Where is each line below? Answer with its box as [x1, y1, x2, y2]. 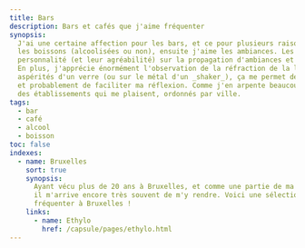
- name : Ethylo [33, 215, 92, 225]
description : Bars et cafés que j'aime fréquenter [9, 22, 205, 31]
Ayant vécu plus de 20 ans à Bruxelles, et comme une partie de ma [33, 183, 295, 192]
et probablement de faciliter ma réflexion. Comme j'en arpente [17, 81, 266, 90]
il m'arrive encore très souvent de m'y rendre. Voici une [33, 191, 261, 200]
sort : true [25, 165, 67, 174]
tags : [9, 97, 30, 107]
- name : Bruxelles [17, 156, 88, 166]
